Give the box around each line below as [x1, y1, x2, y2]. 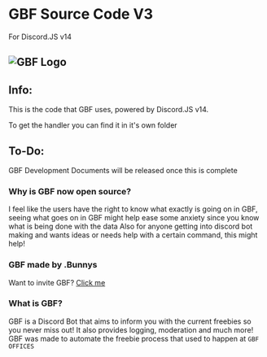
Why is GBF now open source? [8, 185, 132, 197]
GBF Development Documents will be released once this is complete [8, 165, 238, 175]
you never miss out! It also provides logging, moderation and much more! [8, 324, 254, 334]
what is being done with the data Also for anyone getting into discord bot [8, 221, 253, 232]
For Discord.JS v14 [8, 32, 72, 41]
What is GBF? [8, 298, 63, 309]
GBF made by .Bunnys [8, 259, 98, 271]
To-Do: [8, 144, 45, 158]
